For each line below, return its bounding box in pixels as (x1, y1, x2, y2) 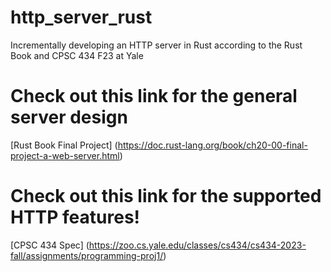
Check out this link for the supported (10, 185, 322, 208)
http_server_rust (10, 6, 153, 29)
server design (10, 106, 128, 129)
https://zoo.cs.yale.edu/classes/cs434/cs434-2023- (88, 239, 307, 251)
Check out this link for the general (10, 85, 298, 108)
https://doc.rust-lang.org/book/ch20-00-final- (117, 139, 308, 151)
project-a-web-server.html (10, 149, 120, 161)
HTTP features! (10, 206, 141, 229)
